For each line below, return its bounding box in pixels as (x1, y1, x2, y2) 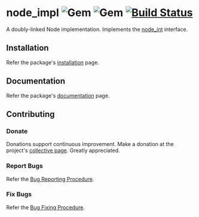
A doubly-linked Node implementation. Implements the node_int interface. (6, 26, 188, 33)
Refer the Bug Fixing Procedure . (6, 203, 85, 211)
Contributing (6, 109, 55, 119)
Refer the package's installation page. (6, 58, 100, 66)
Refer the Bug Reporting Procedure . (6, 175, 94, 182)
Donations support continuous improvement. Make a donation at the (6, 141, 174, 148)
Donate (6, 127, 28, 135)
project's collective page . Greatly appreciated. (6, 147, 121, 154)
